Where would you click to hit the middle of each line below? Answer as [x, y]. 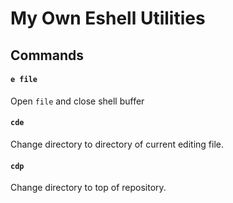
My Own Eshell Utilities [108, 18]
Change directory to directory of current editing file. [117, 144]
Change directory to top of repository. [88, 188]
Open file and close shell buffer [77, 101]
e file [24, 80]
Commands [47, 55]
